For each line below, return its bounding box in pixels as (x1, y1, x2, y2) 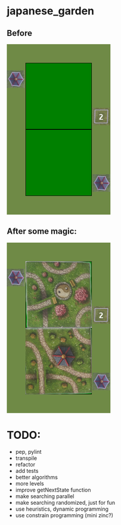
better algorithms (15, 474, 58, 481)
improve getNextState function (15, 486, 91, 493)
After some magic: (7, 226, 77, 237)
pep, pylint (15, 448, 42, 455)
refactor (15, 460, 35, 468)
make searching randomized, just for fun (15, 499, 116, 506)
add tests (15, 467, 39, 474)
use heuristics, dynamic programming (15, 505, 109, 512)
